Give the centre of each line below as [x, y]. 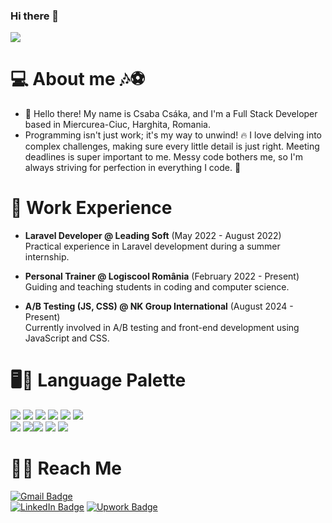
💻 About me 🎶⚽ [78, 79]
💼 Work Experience [91, 208]
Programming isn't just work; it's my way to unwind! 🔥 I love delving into [173, 135]
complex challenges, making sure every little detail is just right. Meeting [172, 146]
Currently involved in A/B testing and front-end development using [162, 328]
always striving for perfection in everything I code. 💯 [133, 168]
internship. [47, 257]
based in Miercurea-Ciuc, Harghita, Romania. [117, 125]
